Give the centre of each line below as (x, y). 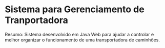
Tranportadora (37, 20)
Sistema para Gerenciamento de (75, 9)
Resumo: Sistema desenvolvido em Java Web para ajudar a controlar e (79, 34)
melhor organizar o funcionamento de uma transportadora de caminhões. (82, 40)
